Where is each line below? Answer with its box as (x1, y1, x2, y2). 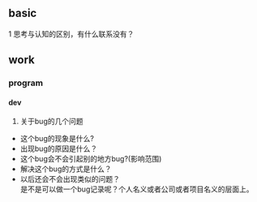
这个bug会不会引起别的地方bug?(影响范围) (19, 154, 162, 164)
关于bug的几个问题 (19, 117, 84, 127)
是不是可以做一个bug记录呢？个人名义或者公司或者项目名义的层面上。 (19, 184, 254, 194)
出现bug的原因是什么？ (19, 144, 98, 153)
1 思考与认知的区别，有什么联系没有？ (8, 28, 135, 39)
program (8, 77, 43, 88)
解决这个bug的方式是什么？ (19, 164, 112, 174)
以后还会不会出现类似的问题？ (19, 174, 120, 184)
